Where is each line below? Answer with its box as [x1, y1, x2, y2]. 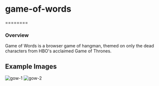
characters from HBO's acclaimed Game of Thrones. [5, 48, 112, 54]
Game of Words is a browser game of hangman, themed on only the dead [5, 43, 154, 49]
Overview [5, 32, 29, 39]
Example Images [5, 62, 57, 70]
